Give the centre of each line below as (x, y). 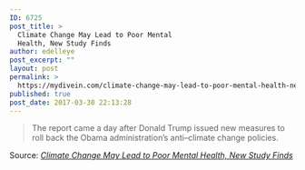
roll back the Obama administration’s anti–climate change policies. (155, 138)
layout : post (34, 69)
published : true (40, 94)
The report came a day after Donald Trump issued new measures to (158, 128)
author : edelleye (42, 52)
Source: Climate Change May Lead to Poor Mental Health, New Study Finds (151, 155)
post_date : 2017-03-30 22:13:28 (70, 102)
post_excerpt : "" (42, 60)
